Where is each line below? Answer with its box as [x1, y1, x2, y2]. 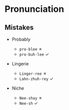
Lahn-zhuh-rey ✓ [19, 76, 54, 81]
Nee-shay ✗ [19, 95, 43, 101]
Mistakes [4, 23, 34, 32]
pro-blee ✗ [19, 46, 43, 52]
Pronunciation [4, 3, 65, 15]
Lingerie [11, 61, 29, 66]
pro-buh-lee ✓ [19, 51, 49, 57]
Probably [11, 36, 31, 42]
